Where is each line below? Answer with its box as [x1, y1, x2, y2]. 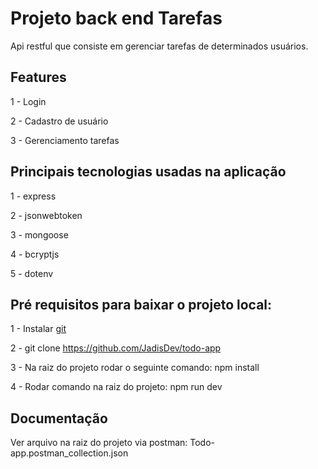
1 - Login [10, 95, 47, 107]
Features [10, 69, 67, 86]
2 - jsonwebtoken [10, 209, 83, 221]
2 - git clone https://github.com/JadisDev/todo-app [10, 342, 222, 354]
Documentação [10, 410, 108, 427]
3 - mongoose [10, 228, 69, 241]
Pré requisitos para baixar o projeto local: [10, 296, 273, 313]
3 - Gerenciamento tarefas [10, 134, 120, 146]
